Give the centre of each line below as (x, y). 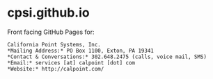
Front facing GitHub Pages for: (51, 32)
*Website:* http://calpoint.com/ (56, 69)
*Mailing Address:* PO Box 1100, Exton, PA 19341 (81, 51)
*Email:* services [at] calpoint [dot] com (71, 63)
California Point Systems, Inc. (54, 44)
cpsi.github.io (48, 13)
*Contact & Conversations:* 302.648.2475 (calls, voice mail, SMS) (107, 57)
